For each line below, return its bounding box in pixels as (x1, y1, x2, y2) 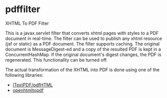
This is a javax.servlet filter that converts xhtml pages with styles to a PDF (5, 30, 159, 36)
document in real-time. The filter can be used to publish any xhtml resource (5, 35, 162, 41)
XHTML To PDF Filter (5, 20, 49, 26)
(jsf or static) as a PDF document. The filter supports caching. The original (5, 40, 160, 46)
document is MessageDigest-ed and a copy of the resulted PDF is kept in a (5, 46, 161, 52)
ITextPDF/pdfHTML (12, 82, 53, 88)
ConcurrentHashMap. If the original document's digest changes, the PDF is (5, 52, 161, 58)
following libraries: (5, 72, 44, 78)
